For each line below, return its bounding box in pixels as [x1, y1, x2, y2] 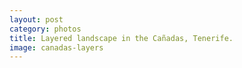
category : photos [9, 24, 82, 34]
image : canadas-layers [9, 42, 104, 53]
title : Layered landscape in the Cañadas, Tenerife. [9, 33, 234, 43]
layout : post [9, 14, 64, 25]
